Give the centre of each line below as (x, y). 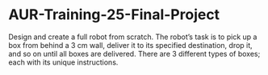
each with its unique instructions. (63, 62)
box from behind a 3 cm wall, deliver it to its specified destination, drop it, (130, 45)
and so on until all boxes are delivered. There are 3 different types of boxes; (134, 53)
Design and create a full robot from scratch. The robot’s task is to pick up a (133, 37)
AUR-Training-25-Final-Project (114, 15)
